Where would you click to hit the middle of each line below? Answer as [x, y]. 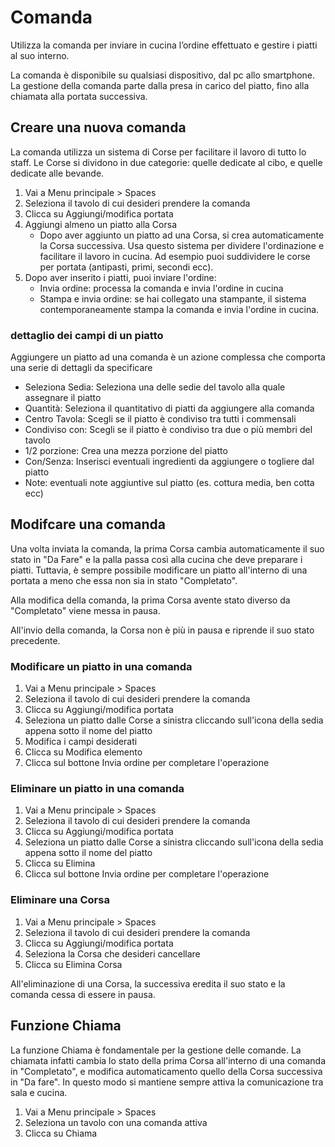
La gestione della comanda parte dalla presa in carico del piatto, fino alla [160, 85]
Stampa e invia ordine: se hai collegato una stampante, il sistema [173, 298]
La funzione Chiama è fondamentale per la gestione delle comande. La [156, 1050]
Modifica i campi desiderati [81, 742]
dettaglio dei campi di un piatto [87, 335]
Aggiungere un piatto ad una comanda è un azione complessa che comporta [168, 357]
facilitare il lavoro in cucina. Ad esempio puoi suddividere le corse [175, 256]
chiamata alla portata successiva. [79, 96]
